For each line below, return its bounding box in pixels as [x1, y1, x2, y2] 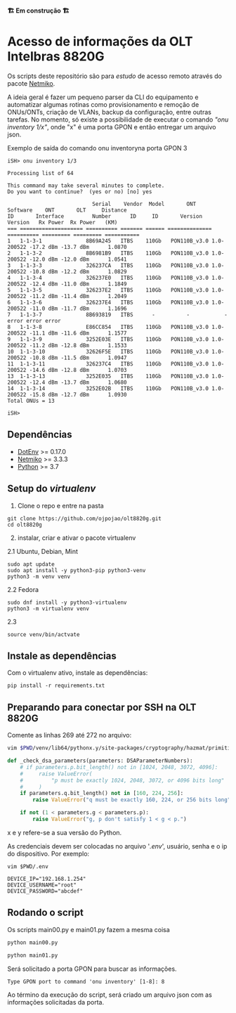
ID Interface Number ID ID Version [7, 212, 202, 220]
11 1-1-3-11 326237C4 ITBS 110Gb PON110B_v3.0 [7, 360, 209, 368]
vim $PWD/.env [7, 863, 49, 870]
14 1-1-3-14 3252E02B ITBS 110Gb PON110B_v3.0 [7, 385, 209, 392]
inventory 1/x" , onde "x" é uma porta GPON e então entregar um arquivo [7, 122, 216, 131]
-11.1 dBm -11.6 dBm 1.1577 [29, 330, 128, 337]
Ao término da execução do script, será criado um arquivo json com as [7, 991, 212, 999]
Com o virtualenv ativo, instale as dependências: [7, 669, 148, 677]
